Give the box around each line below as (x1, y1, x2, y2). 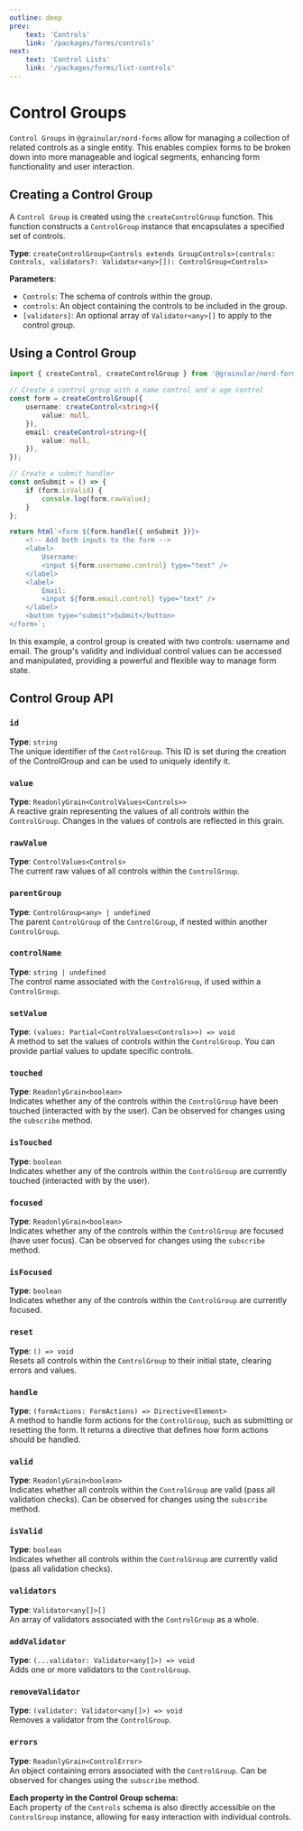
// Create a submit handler (9, 469, 115, 478)
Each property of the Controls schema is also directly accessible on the (9, 1801, 276, 1812)
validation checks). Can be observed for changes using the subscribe (9, 1494, 268, 1505)
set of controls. (9, 230, 66, 241)
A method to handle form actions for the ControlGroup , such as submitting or (9, 1414, 293, 1426)
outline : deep (9, 13, 63, 23)
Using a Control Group (9, 346, 137, 361)
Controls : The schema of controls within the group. (22, 291, 214, 301)
